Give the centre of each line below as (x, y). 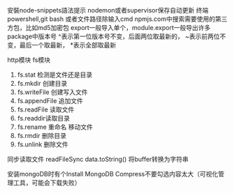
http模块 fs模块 (29, 60)
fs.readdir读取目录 (44, 118)
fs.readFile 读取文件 (46, 109)
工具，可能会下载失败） (47, 183)
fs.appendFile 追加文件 (50, 101)
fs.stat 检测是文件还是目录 (55, 75)
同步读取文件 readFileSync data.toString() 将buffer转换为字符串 (98, 159)
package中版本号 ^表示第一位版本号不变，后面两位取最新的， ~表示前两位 (114, 36)
